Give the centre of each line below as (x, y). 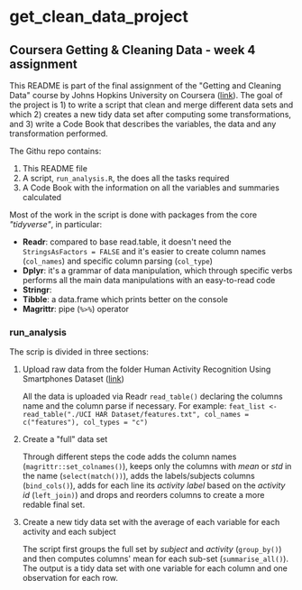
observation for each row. (70, 578)
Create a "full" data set (65, 439)
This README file (55, 168)
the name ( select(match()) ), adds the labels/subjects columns (138, 476)
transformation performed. (59, 134)
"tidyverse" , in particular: (56, 224)
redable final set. (54, 505)
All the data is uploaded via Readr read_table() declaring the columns (152, 396)
